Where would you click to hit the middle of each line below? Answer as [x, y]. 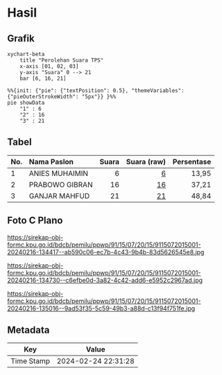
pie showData [26, 103]
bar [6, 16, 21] [43, 78]
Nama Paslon [51, 162]
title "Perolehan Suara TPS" [62, 60]
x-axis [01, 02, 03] [49, 67]
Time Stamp [31, 361]
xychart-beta [26, 54]
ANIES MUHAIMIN [59, 173]
